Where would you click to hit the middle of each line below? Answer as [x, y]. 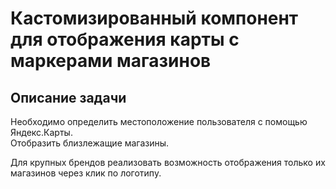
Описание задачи [68, 97]
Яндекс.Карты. [41, 132]
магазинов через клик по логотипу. [86, 173]
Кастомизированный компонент [154, 18]
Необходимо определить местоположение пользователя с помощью [159, 121]
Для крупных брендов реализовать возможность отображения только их [168, 162]
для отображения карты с [125, 39]
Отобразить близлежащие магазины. [90, 143]
